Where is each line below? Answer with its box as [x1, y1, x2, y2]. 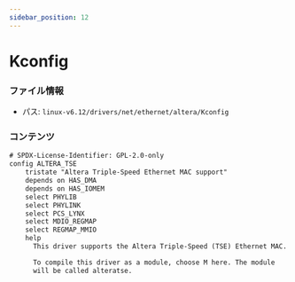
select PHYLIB [25, 192, 77, 201]
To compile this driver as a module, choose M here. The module [32, 258, 276, 267]
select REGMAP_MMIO [25, 225, 97, 235]
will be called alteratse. [32, 266, 133, 275]
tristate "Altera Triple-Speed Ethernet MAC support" [25, 168, 228, 177]
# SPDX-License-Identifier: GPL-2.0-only [9, 152, 165, 161]
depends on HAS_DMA [25, 176, 97, 185]
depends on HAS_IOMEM [25, 184, 105, 193]
